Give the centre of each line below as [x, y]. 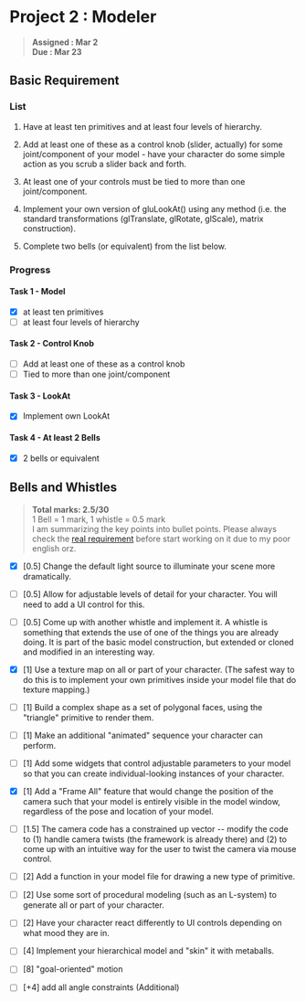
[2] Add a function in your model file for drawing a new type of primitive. [158, 877]
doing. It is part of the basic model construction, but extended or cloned [158, 642]
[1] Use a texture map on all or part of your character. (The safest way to [158, 669]
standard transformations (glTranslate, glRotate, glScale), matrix [143, 219]
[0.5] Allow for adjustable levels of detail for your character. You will [150, 594]
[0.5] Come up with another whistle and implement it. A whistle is [145, 622]
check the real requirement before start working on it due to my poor [161, 538]
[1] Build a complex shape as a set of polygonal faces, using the [142, 707]
